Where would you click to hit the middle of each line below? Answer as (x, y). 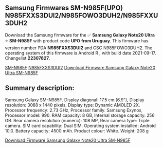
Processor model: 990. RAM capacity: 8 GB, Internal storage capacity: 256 (80, 115)
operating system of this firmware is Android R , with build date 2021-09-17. (81, 53)
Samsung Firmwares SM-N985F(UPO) (64, 8)
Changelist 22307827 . (27, 58)
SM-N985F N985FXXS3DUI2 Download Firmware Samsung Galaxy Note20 (80, 67)
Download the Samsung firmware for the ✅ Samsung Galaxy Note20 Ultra (80, 35)
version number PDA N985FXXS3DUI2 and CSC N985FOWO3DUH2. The (79, 48)
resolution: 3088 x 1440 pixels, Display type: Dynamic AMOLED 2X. (72, 105)
